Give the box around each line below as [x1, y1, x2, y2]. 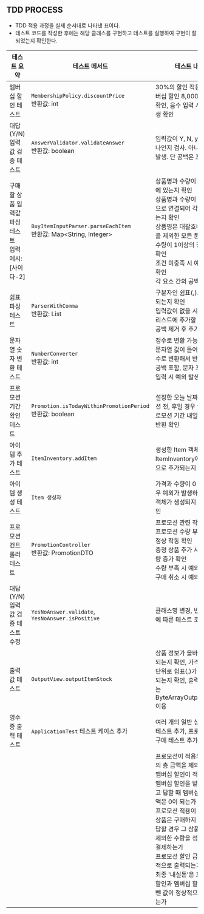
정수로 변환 [155, 336, 185, 345]
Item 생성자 [31, 494, 62, 501]
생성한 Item [155, 445, 187, 454]
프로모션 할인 [155, 852, 191, 861]
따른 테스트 [162, 615, 192, 624]
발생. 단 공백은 [155, 152, 194, 161]
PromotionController [31, 541, 91, 548]
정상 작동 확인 [155, 537, 192, 545]
